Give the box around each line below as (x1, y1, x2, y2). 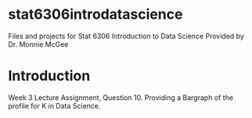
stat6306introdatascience (8, 5, 183, 23)
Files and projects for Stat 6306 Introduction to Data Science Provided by (8, 31, 244, 41)
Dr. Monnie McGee (8, 39, 69, 48)
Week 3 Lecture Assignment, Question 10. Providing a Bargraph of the (8, 92, 233, 102)
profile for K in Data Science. (8, 101, 101, 110)
